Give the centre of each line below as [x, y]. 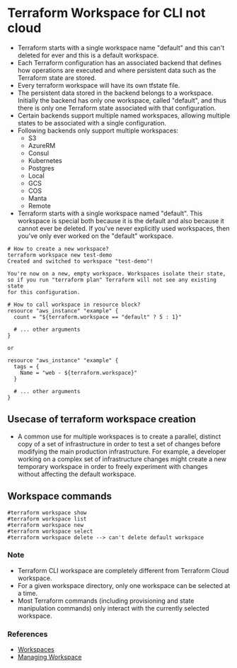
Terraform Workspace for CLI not [106, 13]
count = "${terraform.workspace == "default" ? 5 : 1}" [98, 317]
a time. [28, 593]
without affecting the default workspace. [77, 474]
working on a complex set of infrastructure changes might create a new [122, 459]
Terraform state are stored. [57, 78]
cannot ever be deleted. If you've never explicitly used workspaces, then [123, 228]
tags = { [27, 366]
